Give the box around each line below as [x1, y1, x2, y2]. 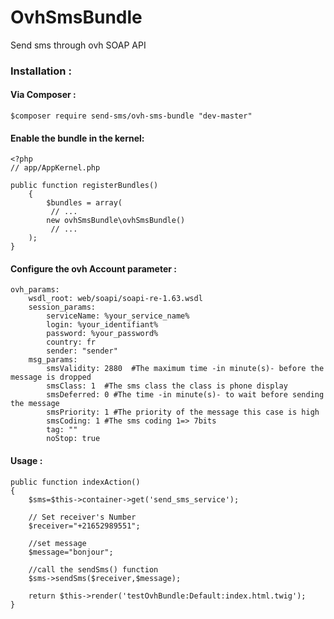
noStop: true [46, 434, 101, 444]
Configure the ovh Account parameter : [10, 262, 177, 275]
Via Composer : [10, 89, 77, 101]
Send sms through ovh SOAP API [10, 39, 147, 51]
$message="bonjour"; [28, 547, 114, 557]
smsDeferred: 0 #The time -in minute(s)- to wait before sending [46, 390, 325, 400]
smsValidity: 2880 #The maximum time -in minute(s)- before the [46, 364, 325, 374]
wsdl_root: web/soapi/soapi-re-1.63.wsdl [28, 294, 203, 304]
